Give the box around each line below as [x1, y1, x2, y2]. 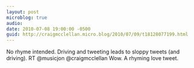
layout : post [6, 8, 39, 15]
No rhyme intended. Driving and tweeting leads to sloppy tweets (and [6, 48, 180, 55]
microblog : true [6, 15, 47, 21]
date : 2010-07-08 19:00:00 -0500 [6, 25, 91, 32]
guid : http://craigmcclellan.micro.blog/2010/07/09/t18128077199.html [6, 32, 189, 38]
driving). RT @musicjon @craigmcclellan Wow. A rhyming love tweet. [6, 55, 179, 62]
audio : [6, 20, 23, 26]
